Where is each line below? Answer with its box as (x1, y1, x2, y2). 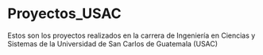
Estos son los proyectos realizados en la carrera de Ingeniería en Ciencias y (7, 31, 256, 40)
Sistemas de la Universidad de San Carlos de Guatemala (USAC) (7, 38, 219, 48)
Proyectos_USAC (7, 5, 122, 23)
